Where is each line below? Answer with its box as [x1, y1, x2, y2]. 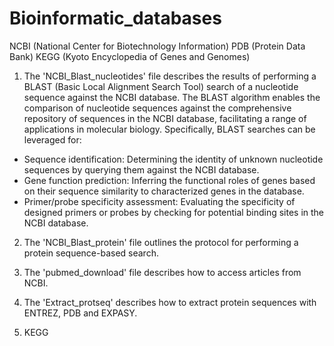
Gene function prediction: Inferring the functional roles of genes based [23, 174, 316, 186]
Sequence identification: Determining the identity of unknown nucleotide [23, 153, 324, 165]
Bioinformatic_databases [9, 7, 222, 30]
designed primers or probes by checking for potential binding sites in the [23, 206, 325, 218]
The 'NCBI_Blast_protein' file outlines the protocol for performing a [23, 236, 299, 248]
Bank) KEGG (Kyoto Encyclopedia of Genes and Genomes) [9, 50, 251, 62]
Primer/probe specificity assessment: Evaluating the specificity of [23, 195, 296, 207]
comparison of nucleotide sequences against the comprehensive [23, 102, 292, 114]
